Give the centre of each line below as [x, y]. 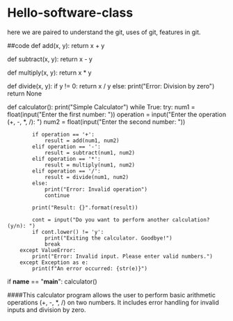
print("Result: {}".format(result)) [85, 208]
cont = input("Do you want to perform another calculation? [121, 220]
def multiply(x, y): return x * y [49, 72]
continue [57, 195]
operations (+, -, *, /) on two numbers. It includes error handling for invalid [113, 302]
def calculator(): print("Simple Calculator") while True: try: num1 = [101, 107]
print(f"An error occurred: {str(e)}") [90, 268]
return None [25, 93]
